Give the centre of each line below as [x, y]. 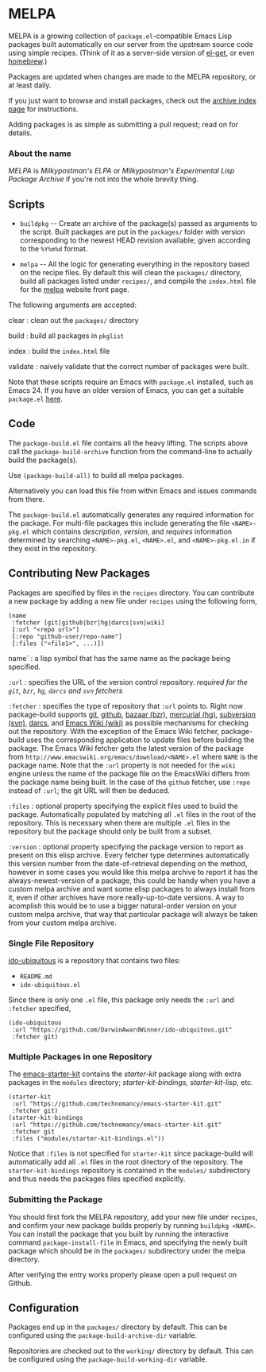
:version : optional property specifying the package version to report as [126, 846]
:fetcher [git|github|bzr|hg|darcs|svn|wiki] [88, 622]
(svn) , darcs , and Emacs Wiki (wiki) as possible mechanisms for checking [128, 723]
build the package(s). [43, 460]
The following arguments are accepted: [73, 305]
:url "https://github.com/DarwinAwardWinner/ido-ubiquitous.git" [122, 1030]
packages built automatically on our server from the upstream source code [131, 44]
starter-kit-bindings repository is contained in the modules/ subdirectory [129, 1171]
